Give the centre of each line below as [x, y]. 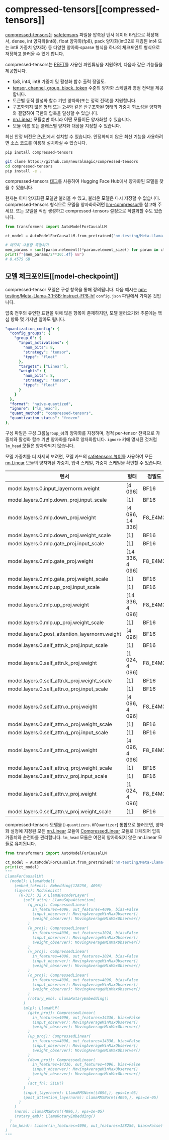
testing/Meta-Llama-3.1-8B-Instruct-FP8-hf [50, 296]
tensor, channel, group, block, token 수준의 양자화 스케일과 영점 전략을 [83, 87]
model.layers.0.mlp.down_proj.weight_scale [59, 535]
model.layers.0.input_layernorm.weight [54, 488]
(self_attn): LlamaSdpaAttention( [59, 900]
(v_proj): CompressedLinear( [58, 952]
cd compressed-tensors [29, 166]
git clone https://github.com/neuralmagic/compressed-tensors [72, 161]
